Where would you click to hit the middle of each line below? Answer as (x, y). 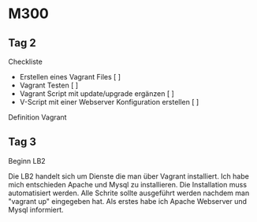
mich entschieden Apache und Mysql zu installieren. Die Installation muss (127, 184)
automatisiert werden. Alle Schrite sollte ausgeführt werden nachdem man (129, 193)
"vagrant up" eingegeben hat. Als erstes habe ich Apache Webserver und (127, 201)
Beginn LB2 (27, 161)
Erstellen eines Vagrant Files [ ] (70, 77)
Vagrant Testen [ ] (49, 85)
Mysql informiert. (36, 209)
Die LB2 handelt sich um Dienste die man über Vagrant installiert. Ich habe (129, 176)
